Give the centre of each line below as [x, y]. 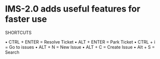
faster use [26, 19]
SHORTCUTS [18, 32]
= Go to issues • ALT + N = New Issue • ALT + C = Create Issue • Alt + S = [80, 47]
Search [12, 52]
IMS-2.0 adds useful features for [73, 9]
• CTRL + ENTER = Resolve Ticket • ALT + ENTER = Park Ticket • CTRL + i [80, 42]
